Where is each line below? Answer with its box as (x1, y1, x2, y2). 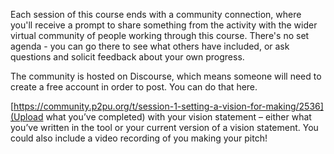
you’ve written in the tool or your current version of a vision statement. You (10, 122, 319, 133)
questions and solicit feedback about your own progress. (10, 51, 245, 63)
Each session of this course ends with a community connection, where (10, 9, 302, 20)
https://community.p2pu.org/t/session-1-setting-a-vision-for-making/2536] (13, 100, 324, 112)
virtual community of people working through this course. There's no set (10, 30, 310, 41)
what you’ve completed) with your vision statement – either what (45, 111, 312, 123)
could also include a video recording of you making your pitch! (10, 132, 268, 144)
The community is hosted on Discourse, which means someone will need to (10, 70, 322, 82)
